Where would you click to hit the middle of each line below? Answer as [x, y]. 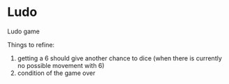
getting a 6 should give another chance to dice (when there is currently [119, 58]
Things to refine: [31, 44]
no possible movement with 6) [61, 65]
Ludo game [23, 31]
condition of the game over [56, 73]
